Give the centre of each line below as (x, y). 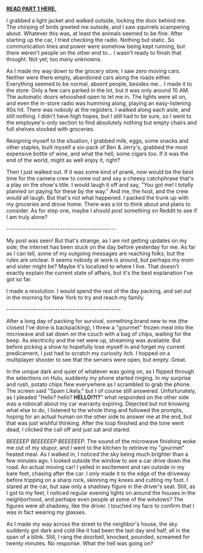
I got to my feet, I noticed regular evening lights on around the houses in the (101, 493)
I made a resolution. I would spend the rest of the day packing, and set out (99, 291)
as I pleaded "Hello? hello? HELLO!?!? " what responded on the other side (98, 397)
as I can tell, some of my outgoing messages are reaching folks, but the (95, 253)
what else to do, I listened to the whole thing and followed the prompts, (95, 410)
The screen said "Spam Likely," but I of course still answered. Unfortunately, (101, 391)
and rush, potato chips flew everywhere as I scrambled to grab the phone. (99, 384)
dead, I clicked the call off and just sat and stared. (68, 429)
